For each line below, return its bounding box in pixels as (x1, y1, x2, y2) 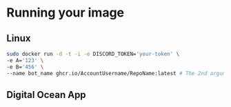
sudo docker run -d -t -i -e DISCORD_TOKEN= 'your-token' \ (6, 50, 180, 57)
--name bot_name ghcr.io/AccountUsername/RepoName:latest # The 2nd (6, 70, 208, 77)
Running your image (6, 5, 125, 21)
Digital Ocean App (6, 88, 87, 101)
